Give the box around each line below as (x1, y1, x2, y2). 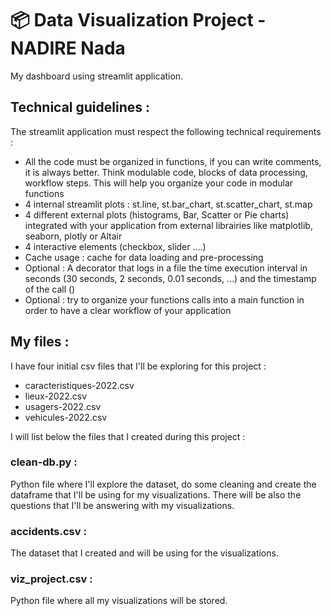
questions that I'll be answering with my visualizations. (10, 499, 235, 511)
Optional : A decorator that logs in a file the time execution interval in (24, 262, 308, 274)
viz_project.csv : (10, 572, 93, 586)
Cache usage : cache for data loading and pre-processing (24, 251, 264, 263)
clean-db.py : (10, 455, 78, 469)
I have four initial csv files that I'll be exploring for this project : (10, 360, 267, 372)
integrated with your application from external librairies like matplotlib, (24, 219, 313, 231)
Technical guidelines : (10, 99, 150, 116)
